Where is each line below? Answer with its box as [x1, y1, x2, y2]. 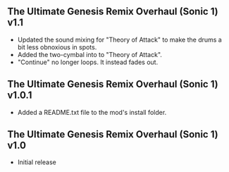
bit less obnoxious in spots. [17, 42, 97, 51]
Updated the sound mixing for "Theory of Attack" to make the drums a [17, 35, 222, 44]
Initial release [17, 158, 56, 166]
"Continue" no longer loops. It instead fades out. [17, 58, 159, 66]
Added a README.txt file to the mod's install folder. [17, 108, 167, 116]
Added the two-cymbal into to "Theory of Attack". [17, 50, 162, 59]
